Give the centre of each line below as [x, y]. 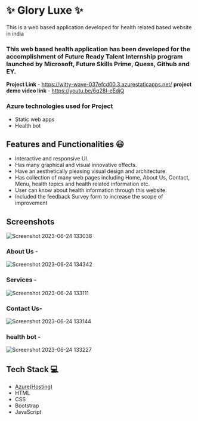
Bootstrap [27, 405]
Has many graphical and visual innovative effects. [76, 165]
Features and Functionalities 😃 [65, 144]
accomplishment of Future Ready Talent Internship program [95, 56]
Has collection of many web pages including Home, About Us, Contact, [102, 178]
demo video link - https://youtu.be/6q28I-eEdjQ [65, 91]
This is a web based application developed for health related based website [99, 27]
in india [15, 33]
